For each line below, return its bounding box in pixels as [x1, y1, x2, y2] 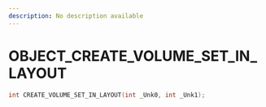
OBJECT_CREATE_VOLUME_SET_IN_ [8, 46, 258, 65]
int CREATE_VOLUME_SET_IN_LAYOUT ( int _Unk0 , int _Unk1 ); [8, 91, 206, 99]
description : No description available [8, 11, 144, 20]
